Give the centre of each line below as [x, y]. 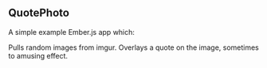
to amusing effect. [38, 55]
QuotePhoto [39, 13]
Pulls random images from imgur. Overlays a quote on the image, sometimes [133, 47]
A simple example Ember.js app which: [72, 32]
